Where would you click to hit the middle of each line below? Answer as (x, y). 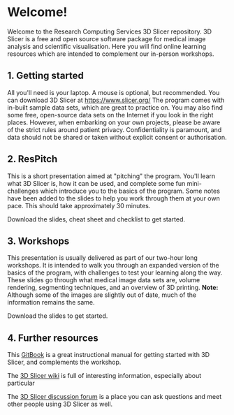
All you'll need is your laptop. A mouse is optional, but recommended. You (114, 92)
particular (21, 383)
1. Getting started (45, 76)
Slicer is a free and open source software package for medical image (107, 38)
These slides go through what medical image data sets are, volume (104, 280)
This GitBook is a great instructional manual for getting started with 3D (109, 355)
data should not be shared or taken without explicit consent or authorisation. (117, 137)
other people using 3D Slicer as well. (60, 404)
